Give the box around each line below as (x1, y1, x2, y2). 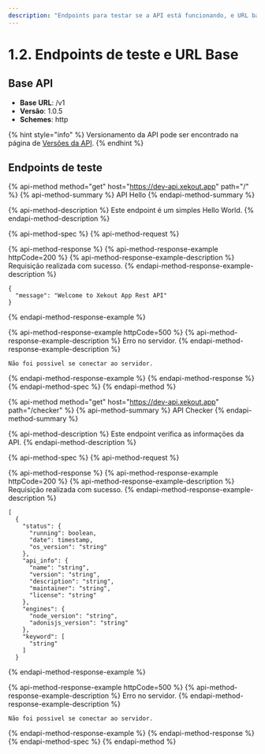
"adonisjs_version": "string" (28, 619, 129, 627)
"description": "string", (28, 577, 114, 586)
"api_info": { (22, 557, 69, 565)
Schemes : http (19, 114, 69, 124)
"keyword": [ (22, 633, 65, 641)
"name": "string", (28, 564, 90, 572)
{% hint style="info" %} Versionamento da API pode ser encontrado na (8, 129, 239, 139)
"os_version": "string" (28, 543, 108, 551)
